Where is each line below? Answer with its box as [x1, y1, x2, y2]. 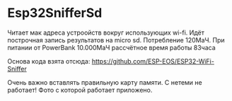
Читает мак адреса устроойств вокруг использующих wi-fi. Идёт [7, 28, 205, 37]
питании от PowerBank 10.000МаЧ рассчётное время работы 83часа [7, 43, 216, 52]
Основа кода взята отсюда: [7, 57, 91, 65]
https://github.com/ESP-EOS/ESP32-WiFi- [91, 57, 214, 65]
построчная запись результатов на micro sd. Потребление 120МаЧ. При [7, 35, 225, 44]
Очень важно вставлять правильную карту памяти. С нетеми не [7, 78, 203, 86]
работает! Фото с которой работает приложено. [7, 85, 153, 94]
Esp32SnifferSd [7, 5, 103, 21]
